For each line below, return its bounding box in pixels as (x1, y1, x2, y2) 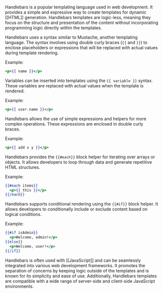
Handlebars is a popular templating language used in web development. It (5, 4, 153, 10)
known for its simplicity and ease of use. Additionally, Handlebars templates (5, 273, 157, 279)
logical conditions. (5, 211, 42, 217)
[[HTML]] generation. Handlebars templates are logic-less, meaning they (5, 15, 151, 20)
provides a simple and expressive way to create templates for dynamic (5, 9, 147, 15)
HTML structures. (5, 164, 40, 170)
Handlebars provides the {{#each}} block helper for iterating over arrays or (5, 154, 155, 160)
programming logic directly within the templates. (5, 25, 102, 31)
